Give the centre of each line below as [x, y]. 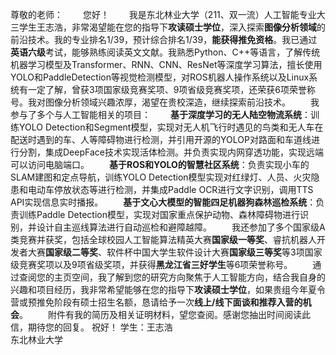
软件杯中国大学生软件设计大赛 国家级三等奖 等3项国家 [214, 252]
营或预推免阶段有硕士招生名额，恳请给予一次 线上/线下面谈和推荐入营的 [156, 302]
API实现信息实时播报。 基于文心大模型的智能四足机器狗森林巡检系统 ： [163, 202]
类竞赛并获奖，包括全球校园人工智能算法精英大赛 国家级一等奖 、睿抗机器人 [163, 239]
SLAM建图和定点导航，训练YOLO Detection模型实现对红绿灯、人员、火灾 [161, 177]
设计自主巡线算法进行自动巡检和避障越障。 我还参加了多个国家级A [181, 227]
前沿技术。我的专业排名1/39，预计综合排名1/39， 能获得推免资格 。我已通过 [164, 39]
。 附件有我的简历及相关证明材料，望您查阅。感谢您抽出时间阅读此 [165, 314]
